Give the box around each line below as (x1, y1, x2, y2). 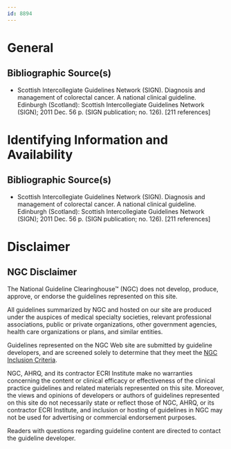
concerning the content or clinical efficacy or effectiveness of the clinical (7, 376, 216, 385)
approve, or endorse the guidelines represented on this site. (7, 292, 178, 300)
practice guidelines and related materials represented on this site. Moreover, (7, 383, 225, 392)
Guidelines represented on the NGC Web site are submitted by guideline (7, 340, 212, 349)
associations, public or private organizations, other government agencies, (7, 320, 217, 329)
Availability (7, 147, 73, 163)
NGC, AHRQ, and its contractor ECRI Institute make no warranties (7, 369, 193, 377)
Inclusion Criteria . (7, 356, 57, 364)
